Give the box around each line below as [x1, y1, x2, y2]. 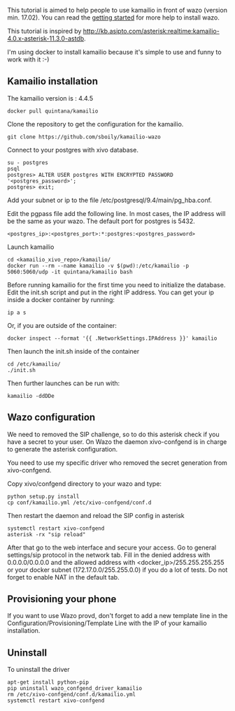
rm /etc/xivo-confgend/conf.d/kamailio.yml [7, 691, 136, 698]
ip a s [7, 309, 27, 316]
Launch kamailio [7, 243, 55, 251]
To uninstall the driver [7, 666, 70, 674]
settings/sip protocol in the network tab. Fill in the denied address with [7, 550, 211, 559]
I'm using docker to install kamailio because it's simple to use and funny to [7, 48, 222, 56]
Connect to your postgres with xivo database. [7, 145, 138, 154]
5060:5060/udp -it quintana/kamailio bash [7, 268, 133, 275]
